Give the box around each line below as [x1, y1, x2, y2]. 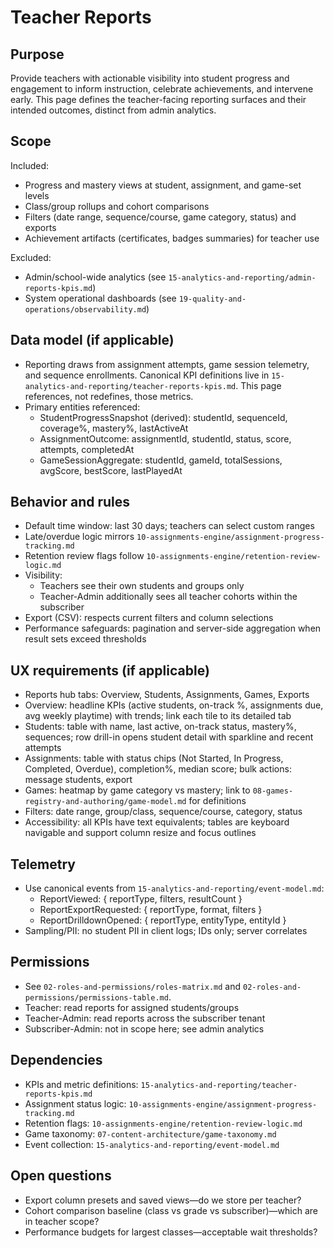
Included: [10, 159, 50, 171]
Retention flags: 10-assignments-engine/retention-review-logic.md [24, 1117, 303, 1129]
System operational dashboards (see [24, 292, 177, 304]
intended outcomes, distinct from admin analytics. [10, 104, 217, 116]
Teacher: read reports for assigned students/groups [24, 1001, 240, 1013]
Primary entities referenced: [24, 401, 141, 413]
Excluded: [10, 251, 52, 263]
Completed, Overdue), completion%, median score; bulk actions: [24, 763, 292, 775]
